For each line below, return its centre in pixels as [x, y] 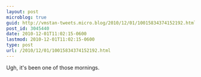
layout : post [22, 12]
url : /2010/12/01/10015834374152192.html [59, 51]
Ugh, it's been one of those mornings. [53, 67]
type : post [20, 45]
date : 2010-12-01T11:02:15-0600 [46, 34]
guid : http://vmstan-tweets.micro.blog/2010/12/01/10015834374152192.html [101, 23]
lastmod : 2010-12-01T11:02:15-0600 [51, 39]
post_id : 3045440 [28, 28]
